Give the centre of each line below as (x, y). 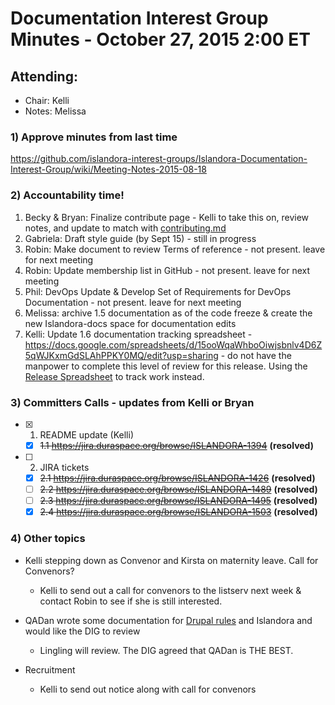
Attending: (44, 76)
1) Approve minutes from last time (94, 137)
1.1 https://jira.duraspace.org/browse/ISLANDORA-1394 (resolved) (176, 445)
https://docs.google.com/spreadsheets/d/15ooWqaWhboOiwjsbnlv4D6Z (173, 344)
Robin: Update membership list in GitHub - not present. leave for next (167, 270)
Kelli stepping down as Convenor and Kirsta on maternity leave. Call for (171, 560)
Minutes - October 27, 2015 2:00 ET (161, 39)
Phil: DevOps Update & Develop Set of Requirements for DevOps (158, 291)
